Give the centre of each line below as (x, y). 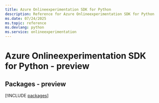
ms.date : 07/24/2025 (26, 18)
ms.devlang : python (25, 28)
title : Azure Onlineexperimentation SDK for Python (58, 9)
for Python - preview (47, 66)
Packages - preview (36, 84)
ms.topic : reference (26, 23)
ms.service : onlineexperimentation (41, 32)
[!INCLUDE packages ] (27, 96)
